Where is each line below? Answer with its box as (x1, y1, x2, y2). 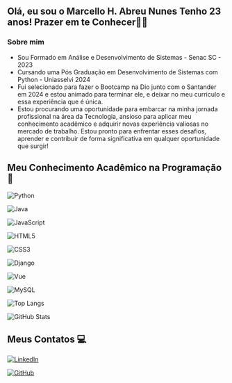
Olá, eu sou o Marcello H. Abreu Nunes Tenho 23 (7, 6, 222, 17)
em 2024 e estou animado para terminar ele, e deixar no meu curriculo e (17, 90, 226, 98)
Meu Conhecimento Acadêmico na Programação (7, 162, 222, 174)
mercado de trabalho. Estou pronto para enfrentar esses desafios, (17, 127, 207, 135)
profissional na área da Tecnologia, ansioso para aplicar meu (17, 112, 192, 120)
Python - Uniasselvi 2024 (17, 75, 90, 83)
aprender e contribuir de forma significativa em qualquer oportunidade (17, 134, 220, 142)
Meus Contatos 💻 (7, 333, 87, 345)
